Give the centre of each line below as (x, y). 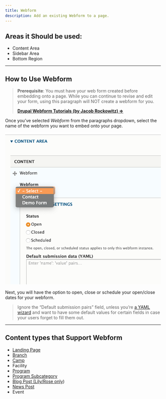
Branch (20, 355)
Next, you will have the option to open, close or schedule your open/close (80, 293)
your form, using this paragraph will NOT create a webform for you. (86, 101)
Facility (20, 365)
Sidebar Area (26, 53)
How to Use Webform (39, 79)
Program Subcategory (35, 376)
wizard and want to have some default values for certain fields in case (89, 312)
